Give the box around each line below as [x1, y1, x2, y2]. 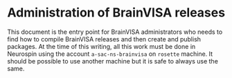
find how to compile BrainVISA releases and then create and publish [7, 35, 202, 43]
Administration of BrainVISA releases [7, 5, 226, 21]
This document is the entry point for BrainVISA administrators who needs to [7, 28, 223, 36]
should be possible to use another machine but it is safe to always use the [7, 57, 218, 65]
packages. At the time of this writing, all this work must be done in [7, 42, 196, 50]
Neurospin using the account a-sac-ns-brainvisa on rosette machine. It [7, 50, 213, 58]
